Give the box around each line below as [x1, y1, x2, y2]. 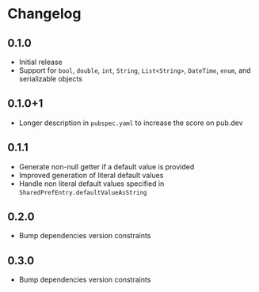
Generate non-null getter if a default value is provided [18, 161, 195, 171]
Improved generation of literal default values [18, 170, 164, 180]
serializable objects [18, 74, 82, 83]
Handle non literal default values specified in [18, 179, 165, 188]
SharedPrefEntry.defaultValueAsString [18, 188, 147, 196]
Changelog [7, 5, 82, 23]
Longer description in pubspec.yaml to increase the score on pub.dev [18, 118, 243, 127]
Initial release [18, 57, 63, 66]
